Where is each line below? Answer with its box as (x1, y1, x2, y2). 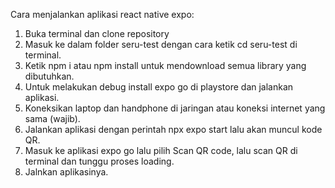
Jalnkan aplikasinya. (24, 166, 109, 178)
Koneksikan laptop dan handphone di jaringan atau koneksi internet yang (24, 102, 326, 114)
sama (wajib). (24, 113, 81, 124)
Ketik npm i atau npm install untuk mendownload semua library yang (24, 60, 307, 71)
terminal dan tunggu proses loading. (24, 155, 175, 167)
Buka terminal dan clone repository (24, 28, 170, 39)
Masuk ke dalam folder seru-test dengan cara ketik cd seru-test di (24, 39, 298, 50)
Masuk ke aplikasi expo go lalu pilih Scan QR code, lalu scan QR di (24, 145, 298, 156)
